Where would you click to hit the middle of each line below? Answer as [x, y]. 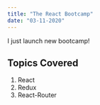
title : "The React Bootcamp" [50, 14]
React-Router [37, 95]
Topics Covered [43, 63]
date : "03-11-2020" [36, 21]
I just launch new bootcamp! [49, 40]
